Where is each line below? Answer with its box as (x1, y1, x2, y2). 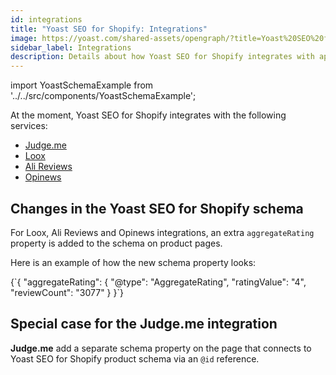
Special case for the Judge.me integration (10, 316, 278, 333)
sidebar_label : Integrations (10, 42, 132, 53)
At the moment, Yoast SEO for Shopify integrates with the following (10, 109, 287, 121)
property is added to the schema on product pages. (10, 237, 223, 249)
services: (10, 120, 48, 132)
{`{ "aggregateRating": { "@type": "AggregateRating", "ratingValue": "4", (10, 276, 307, 288)
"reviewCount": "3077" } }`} (10, 286, 124, 298)
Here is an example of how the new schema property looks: (10, 256, 257, 268)
